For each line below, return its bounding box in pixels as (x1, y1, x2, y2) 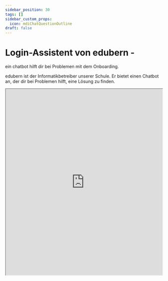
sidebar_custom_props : (5, 16, 52, 21)
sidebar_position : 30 (5, 7, 50, 12)
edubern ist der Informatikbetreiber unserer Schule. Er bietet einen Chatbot (5, 73, 159, 79)
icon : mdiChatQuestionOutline (9, 21, 72, 26)
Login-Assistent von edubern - (5, 47, 135, 59)
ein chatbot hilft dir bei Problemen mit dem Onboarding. (5, 64, 119, 70)
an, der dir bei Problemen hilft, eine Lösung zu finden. (5, 78, 115, 84)
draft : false (5, 26, 32, 31)
